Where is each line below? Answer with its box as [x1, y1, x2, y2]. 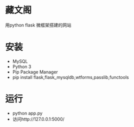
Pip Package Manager [12, 68, 58, 75]
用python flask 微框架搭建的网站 [5, 22, 71, 28]
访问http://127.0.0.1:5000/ [12, 116, 65, 122]
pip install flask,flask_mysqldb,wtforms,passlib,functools [12, 74, 129, 80]
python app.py [12, 110, 42, 116]
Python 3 [12, 63, 31, 69]
